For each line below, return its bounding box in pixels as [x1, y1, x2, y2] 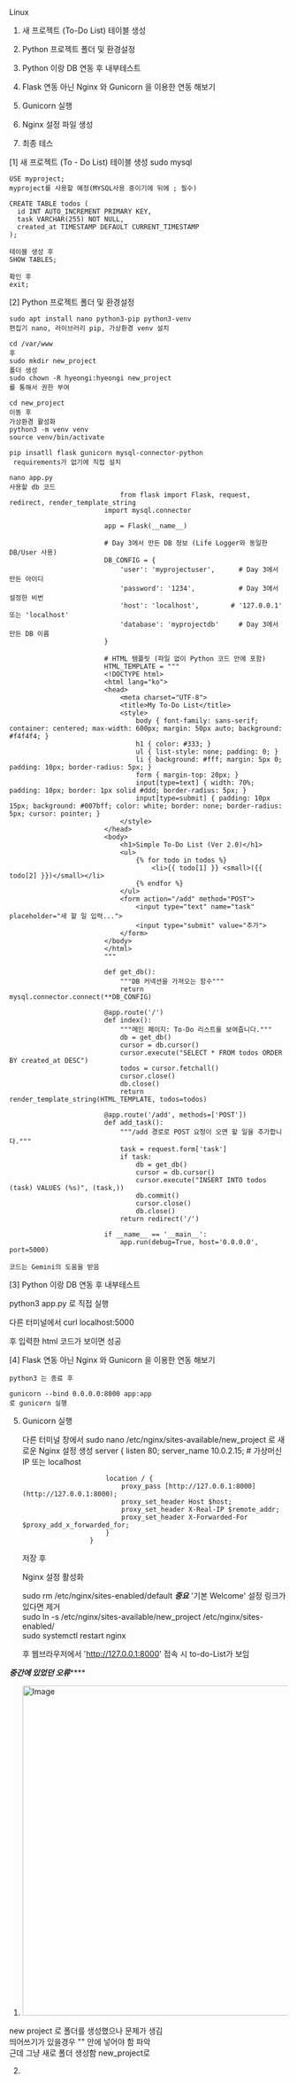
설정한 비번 [9, 593, 44, 602]
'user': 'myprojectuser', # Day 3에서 [119, 565, 279, 574]
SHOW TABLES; [9, 255, 57, 264]
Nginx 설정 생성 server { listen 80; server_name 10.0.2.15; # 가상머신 [38, 1445, 283, 1456]
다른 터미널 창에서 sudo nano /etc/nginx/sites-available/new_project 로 [21, 1435, 276, 1444]
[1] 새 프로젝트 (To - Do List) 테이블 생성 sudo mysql [9, 157, 193, 167]
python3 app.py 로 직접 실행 [9, 1298, 109, 1308]
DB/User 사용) [9, 548, 57, 557]
